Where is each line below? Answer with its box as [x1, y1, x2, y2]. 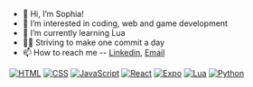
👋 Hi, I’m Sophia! [22, 9, 84, 19]
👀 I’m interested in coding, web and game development [22, 18, 229, 29]
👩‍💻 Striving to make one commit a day [22, 37, 165, 48]
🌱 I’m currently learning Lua [22, 28, 126, 38]
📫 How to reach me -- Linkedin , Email [22, 48, 165, 57]
